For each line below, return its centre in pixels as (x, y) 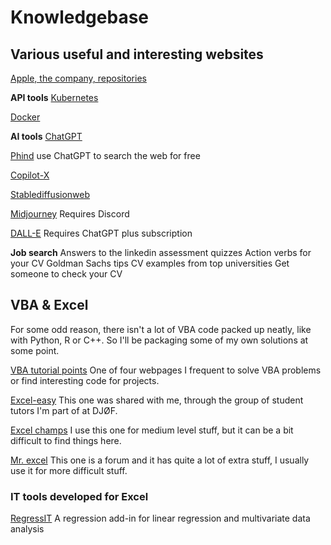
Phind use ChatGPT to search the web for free (105, 155)
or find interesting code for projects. (85, 380)
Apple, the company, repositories (78, 78)
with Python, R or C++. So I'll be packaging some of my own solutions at (159, 340)
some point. (35, 350)
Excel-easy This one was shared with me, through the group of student (157, 400)
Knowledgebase (79, 17)
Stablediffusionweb (50, 194)
